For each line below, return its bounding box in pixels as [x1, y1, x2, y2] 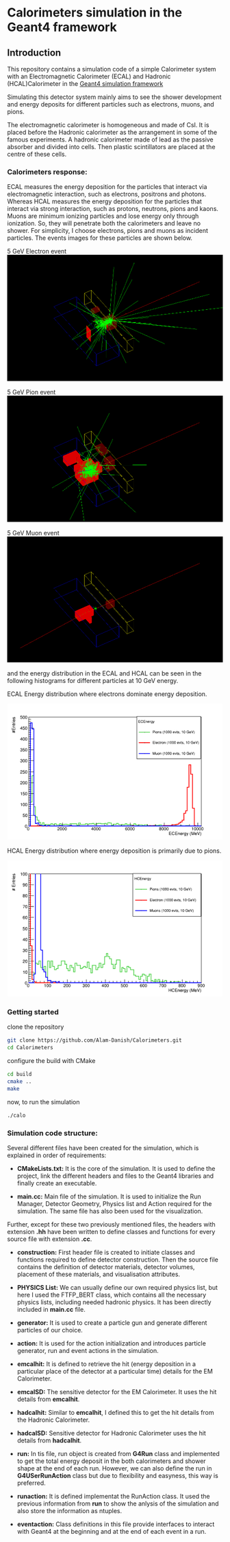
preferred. [16, 1479, 46, 1487]
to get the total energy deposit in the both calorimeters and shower [16, 1457, 207, 1465]
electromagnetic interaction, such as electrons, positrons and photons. [7, 190, 207, 199]
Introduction [7, 47, 62, 58]
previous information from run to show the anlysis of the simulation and [16, 1499, 219, 1508]
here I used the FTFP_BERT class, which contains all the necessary [16, 1290, 207, 1299]
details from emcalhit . [16, 1395, 80, 1403]
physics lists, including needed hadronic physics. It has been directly [16, 1297, 212, 1306]
